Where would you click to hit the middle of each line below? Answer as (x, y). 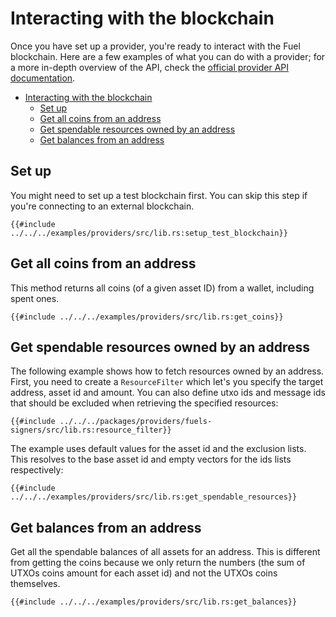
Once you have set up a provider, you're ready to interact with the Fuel (155, 46)
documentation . (43, 78)
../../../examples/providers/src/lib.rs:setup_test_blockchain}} (149, 233)
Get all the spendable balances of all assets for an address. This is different (165, 552)
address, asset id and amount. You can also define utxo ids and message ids (168, 393)
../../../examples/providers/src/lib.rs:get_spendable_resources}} (154, 497)
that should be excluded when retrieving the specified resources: (144, 403)
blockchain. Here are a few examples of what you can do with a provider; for (168, 56)
